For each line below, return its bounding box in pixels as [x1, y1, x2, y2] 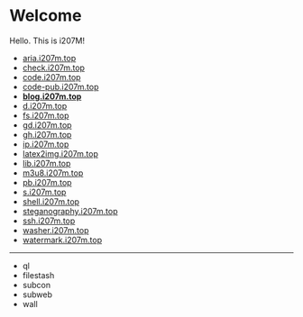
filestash [22, 269, 55, 280]
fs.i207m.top [22, 110, 69, 121]
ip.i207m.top [22, 139, 69, 149]
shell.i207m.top [22, 195, 79, 207]
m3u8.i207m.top [22, 168, 84, 178]
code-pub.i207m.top [22, 81, 99, 92]
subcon [22, 279, 51, 290]
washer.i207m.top [22, 224, 89, 235]
